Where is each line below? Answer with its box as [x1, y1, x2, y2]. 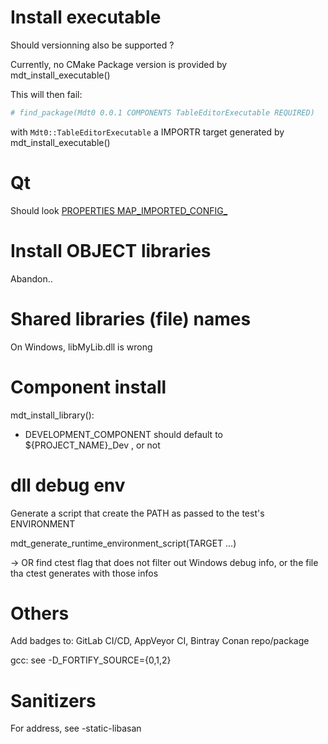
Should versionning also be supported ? [10, 39, 175, 51]
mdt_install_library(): [10, 409, 95, 421]
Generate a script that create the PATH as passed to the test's [10, 507, 265, 519]
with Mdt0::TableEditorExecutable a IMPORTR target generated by [10, 126, 285, 138]
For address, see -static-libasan [10, 722, 142, 735]
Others [10, 602, 70, 625]
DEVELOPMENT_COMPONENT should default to [24, 428, 223, 440]
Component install [10, 376, 167, 398]
